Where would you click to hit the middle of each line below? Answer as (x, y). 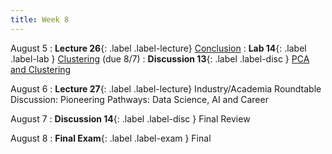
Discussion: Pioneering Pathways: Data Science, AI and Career (139, 99)
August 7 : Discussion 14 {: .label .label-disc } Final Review (130, 118)
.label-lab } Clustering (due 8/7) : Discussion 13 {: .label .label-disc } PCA (160, 58)
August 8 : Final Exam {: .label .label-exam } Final (111, 138)
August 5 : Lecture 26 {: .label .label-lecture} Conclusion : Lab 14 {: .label (158, 48)
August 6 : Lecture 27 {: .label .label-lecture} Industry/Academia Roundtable (166, 88)
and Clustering (41, 69)
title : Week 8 (40, 19)
